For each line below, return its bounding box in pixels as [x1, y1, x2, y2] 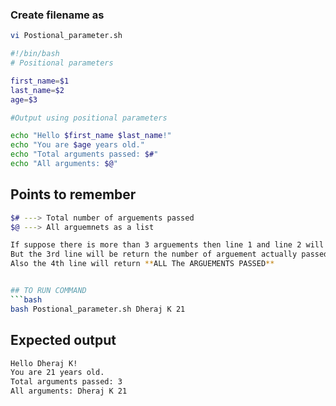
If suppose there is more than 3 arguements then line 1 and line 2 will [10, 240, 325, 250]
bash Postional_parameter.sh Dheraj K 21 [10, 304, 186, 314]
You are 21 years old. [10, 368, 105, 378]
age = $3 [10, 94, 38, 105]
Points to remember [10, 186, 137, 203]
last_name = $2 [10, 85, 65, 95]
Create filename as [10, 8, 105, 22]
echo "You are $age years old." [10, 140, 145, 150]
